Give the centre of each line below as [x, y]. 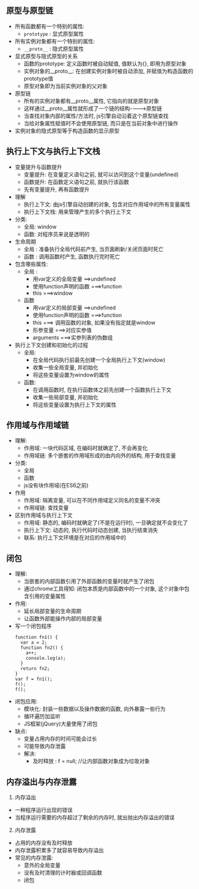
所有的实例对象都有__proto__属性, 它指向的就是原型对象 [91, 101]
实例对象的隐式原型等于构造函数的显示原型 [67, 131]
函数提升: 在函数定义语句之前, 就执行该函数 [76, 182]
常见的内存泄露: [34, 858]
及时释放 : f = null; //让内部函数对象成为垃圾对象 [91, 761]
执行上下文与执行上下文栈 [53, 151]
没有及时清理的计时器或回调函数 [63, 873]
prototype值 [38, 78]
